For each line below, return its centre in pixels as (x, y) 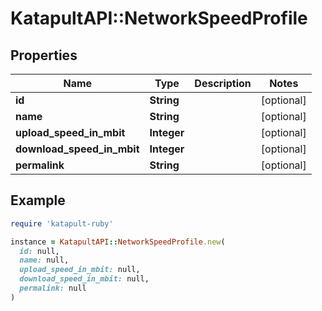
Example (38, 200)
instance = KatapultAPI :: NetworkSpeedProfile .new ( (118, 242)
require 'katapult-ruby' (62, 223)
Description (223, 83)
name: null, (44, 260)
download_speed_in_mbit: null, (84, 279)
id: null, (39, 251)
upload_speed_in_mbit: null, (80, 270)
